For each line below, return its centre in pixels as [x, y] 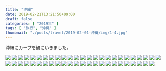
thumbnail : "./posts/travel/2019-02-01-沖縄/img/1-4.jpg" [66, 33]
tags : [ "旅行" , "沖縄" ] [31, 28]
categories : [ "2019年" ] [32, 24]
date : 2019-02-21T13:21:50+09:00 [40, 14]
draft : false [19, 19]
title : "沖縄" [19, 10]
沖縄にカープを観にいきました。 [38, 47]
